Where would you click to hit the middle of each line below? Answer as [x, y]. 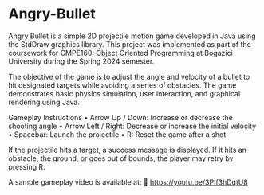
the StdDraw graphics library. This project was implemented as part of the [130, 44]
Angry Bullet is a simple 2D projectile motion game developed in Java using [132, 36]
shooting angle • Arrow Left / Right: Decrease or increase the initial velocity [132, 126]
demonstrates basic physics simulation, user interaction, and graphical [124, 93]
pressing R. [27, 166]
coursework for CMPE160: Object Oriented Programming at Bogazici [120, 53]
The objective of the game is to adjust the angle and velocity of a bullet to [129, 76]
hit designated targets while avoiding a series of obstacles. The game [122, 85]
